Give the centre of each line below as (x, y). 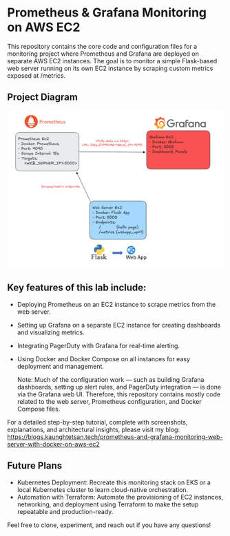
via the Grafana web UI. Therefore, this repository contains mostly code (119, 394)
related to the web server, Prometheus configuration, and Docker (109, 401)
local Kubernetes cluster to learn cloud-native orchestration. (103, 489)
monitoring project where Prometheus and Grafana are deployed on (103, 54)
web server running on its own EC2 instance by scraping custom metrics (110, 68)
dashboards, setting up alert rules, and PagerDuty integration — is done (119, 387)
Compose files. (39, 409)
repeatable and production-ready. (65, 511)
